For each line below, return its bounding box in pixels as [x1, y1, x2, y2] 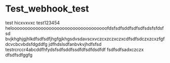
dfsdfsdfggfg [5, 51, 33, 58]
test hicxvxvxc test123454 [5, 20, 60, 26]
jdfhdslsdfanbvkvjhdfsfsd [49, 41, 102, 47]
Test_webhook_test [5, 3, 90, 15]
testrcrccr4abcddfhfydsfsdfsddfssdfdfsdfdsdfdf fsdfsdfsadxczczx [5, 46, 144, 52]
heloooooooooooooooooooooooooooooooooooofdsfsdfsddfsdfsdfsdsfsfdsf [5, 25, 164, 31]
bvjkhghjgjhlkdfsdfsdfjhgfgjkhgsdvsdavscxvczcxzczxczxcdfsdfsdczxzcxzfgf [5, 36, 165, 42]
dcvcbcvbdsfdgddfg [5, 41, 48, 47]
